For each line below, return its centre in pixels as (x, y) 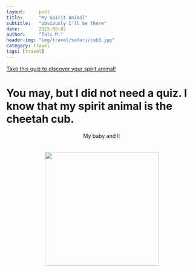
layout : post (28, 12)
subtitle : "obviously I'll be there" (57, 23)
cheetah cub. (40, 119)
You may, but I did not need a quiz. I (97, 93)
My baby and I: (102, 136)
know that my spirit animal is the (89, 106)
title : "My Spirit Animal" (47, 18)
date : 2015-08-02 (36, 29)
